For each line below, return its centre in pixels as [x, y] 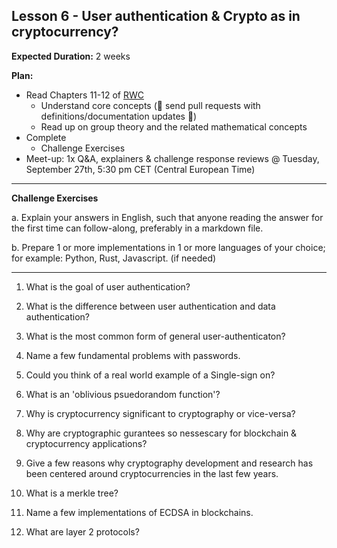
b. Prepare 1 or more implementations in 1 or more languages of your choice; [168, 247]
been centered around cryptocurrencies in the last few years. [152, 473]
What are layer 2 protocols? [82, 531]
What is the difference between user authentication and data [150, 306]
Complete [46, 137]
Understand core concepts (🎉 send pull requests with [150, 105]
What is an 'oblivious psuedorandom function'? [123, 394]
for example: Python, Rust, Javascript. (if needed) [114, 258]
